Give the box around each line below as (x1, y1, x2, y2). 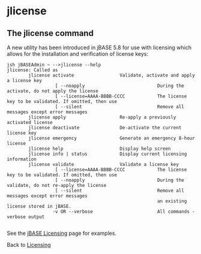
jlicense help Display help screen (28, 146, 171, 152)
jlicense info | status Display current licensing (28, 151, 187, 157)
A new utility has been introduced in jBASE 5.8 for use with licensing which (7, 44, 191, 51)
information (7, 156, 37, 162)
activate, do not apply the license (7, 88, 98, 94)
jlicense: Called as (7, 67, 59, 73)
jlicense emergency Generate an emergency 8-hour (28, 135, 196, 141)
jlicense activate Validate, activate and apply (28, 72, 196, 78)
